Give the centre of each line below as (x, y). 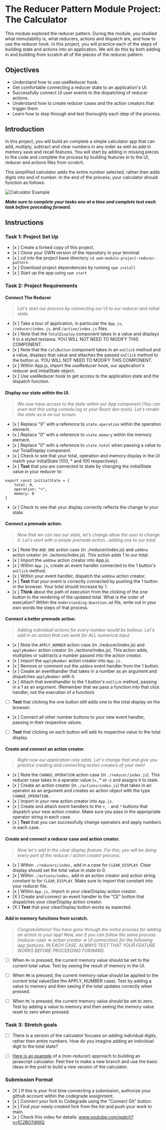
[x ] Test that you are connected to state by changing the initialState (82, 466)
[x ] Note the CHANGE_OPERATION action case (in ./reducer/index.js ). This (86, 775)
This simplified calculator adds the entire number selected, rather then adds (83, 172)
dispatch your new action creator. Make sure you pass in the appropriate (86, 812)
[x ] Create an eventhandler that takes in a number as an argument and (84, 671)
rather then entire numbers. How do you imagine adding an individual (83, 1041)
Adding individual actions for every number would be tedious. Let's (86, 630)
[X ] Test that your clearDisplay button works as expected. (72, 907)
